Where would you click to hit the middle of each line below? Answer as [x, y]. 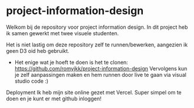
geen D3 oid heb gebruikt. [38, 50]
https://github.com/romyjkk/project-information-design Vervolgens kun [101, 68]
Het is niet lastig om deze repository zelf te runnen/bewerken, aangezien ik [97, 45]
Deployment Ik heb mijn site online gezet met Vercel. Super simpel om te [94, 92]
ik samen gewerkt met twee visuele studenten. [63, 33]
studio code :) [31, 81]
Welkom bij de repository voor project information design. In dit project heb [97, 27]
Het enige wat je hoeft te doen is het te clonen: [71, 62]
